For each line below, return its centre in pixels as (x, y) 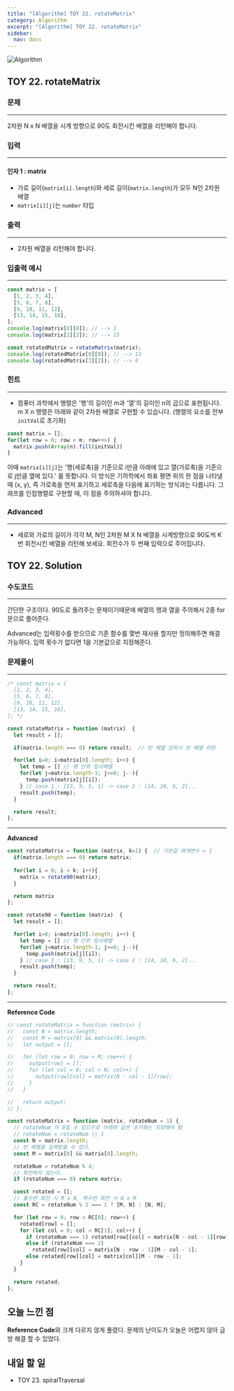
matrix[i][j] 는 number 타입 (56, 205)
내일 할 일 (26, 1363)
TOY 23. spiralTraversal (51, 1381)
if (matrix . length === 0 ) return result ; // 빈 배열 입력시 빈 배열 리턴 (115, 748)
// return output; (37, 1102)
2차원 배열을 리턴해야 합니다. (56, 248)
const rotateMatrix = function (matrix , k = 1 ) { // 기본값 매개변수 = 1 (110, 851)
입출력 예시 (25, 268)
